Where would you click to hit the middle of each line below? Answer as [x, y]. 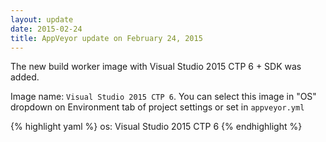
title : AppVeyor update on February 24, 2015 [106, 38]
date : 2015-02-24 [46, 29]
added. [25, 77]
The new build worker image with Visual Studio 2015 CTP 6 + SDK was [156, 67]
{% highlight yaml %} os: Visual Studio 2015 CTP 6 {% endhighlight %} [156, 127]
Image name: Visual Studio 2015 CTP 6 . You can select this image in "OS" [163, 97]
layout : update [42, 19]
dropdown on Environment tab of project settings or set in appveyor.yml [157, 107]
